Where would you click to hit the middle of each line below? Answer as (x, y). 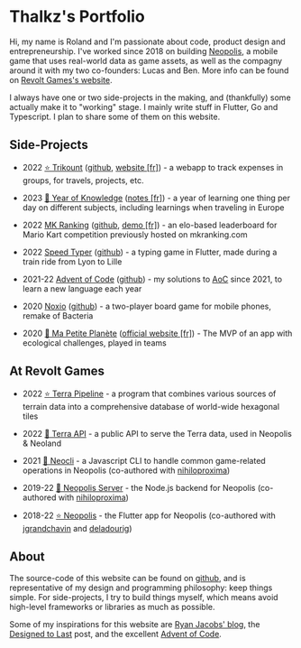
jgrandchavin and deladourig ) (77, 528)
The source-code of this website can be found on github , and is (128, 579)
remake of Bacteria (58, 315)
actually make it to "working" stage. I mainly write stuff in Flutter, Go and (144, 106)
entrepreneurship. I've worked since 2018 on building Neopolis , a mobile (144, 51)
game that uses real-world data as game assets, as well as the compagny (146, 60)
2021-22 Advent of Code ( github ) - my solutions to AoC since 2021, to (152, 279)
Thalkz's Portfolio (78, 17)
